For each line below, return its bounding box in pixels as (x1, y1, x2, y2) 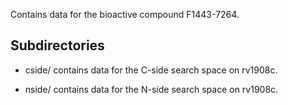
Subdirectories (10, 37, 105, 54)
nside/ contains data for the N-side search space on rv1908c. (24, 83, 279, 95)
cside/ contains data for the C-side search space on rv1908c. (24, 64, 278, 76)
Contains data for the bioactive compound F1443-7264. (10, 9, 240, 20)
